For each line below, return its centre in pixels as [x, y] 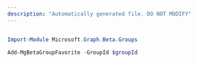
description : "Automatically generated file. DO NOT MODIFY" [100, 14]
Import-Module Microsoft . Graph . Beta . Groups [73, 40]
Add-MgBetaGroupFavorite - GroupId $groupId [73, 52]
